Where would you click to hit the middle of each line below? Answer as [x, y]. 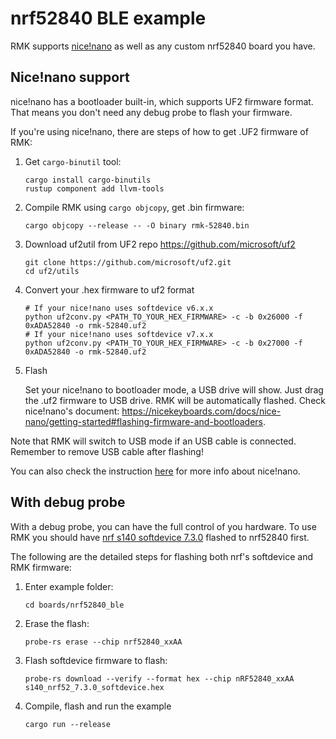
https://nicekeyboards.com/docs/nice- [201, 411]
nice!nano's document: [72, 411]
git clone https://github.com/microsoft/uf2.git [128, 262]
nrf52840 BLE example [108, 18]
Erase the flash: [57, 623]
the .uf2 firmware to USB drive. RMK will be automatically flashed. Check [175, 400]
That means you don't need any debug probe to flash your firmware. [151, 112]
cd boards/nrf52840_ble [74, 605]
